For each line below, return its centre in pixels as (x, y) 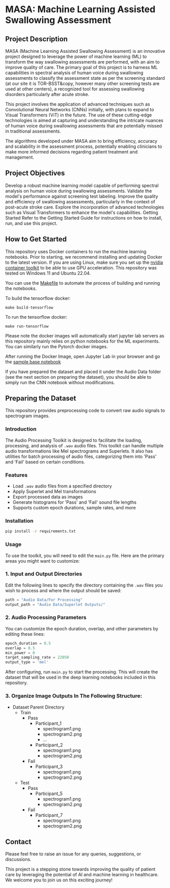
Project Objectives (35, 173)
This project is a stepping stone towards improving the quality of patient (80, 869)
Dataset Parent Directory (39, 707)
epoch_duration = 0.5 (28, 643)
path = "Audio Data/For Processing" (44, 600)
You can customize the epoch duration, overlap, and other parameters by (82, 628)
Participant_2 (49, 745)
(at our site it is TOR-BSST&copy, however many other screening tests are (82, 83)
